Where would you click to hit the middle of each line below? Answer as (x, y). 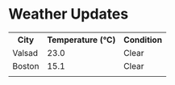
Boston (26, 66)
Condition (143, 40)
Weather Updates (69, 14)
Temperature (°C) (81, 40)
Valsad (25, 53)
